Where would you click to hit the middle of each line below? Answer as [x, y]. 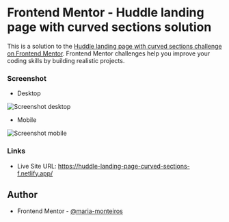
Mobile [27, 120]
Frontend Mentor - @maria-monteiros [70, 211]
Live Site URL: [37, 166]
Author [22, 194]
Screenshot [27, 78]
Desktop [29, 93]
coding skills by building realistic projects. [66, 60]
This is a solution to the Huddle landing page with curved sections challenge [114, 46]
